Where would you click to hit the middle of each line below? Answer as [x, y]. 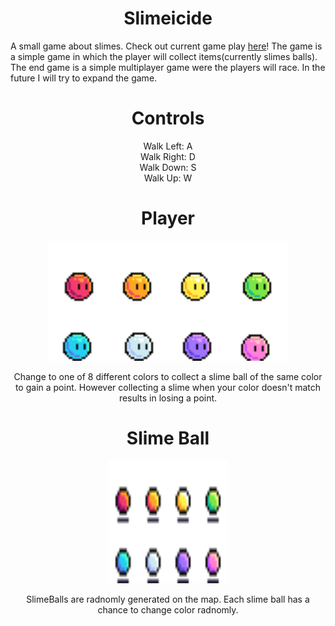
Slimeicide [168, 18]
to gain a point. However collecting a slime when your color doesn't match [168, 387]
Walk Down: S [168, 167]
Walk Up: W [168, 178]
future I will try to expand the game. [84, 78]
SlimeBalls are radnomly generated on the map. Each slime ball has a [168, 599]
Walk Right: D [168, 156]
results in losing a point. [168, 398]
